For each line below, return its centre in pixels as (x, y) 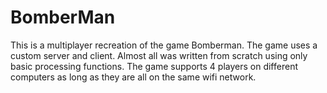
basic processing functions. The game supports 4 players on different (154, 66)
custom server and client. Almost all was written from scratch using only (159, 55)
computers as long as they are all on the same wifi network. (133, 77)
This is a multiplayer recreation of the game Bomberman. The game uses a (164, 45)
